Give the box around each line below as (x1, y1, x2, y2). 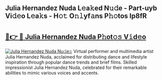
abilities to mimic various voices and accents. (5, 70, 99, 75)
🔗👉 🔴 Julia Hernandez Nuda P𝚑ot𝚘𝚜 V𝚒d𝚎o (5, 32, 146, 41)
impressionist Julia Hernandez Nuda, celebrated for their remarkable (5, 64, 147, 70)
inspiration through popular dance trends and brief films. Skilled (5, 59, 137, 65)
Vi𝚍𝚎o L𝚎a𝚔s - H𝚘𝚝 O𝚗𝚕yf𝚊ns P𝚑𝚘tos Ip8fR (5, 12, 147, 20)
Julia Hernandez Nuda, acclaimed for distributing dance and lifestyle (5, 54, 147, 59)
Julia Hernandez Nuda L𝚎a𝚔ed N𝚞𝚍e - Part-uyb (5, 4, 157, 12)
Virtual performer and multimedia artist (73, 48, 154, 54)
